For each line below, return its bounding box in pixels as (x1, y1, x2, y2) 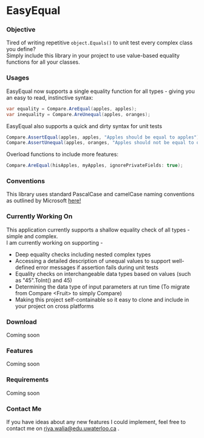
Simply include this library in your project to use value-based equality (6, 52, 180, 60)
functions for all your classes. (6, 58, 80, 66)
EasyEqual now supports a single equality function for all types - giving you (6, 87, 195, 95)
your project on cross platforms (15, 302, 94, 310)
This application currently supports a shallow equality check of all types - (6, 226, 190, 233)
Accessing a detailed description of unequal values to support (15, 257, 171, 264)
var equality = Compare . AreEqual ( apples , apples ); (6, 106, 137, 112)
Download (6, 317, 38, 326)
